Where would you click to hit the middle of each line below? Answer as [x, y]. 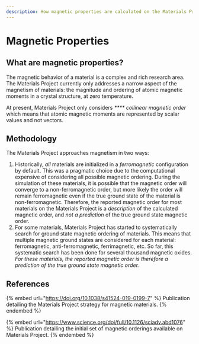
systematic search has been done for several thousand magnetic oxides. [103, 253]
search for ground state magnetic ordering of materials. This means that [103, 234]
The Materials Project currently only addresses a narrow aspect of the [92, 83]
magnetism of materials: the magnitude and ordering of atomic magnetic [94, 90]
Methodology [32, 139]
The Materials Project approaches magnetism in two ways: [78, 153]
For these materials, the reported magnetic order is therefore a [92, 259]
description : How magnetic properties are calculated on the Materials [96, 12]
